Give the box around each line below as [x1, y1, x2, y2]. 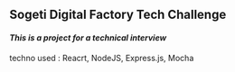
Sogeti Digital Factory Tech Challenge [9, 7, 227, 22]
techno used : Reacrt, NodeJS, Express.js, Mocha [9, 52, 194, 63]
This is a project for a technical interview [9, 31, 167, 43]
